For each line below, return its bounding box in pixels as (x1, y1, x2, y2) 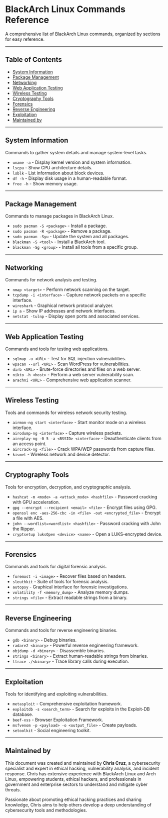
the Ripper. (12, 526, 35, 532)
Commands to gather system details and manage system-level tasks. (5, 149, 147, 155)
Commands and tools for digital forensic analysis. (5, 564, 107, 570)
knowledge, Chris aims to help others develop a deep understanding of (5, 801, 151, 807)
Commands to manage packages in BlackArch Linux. (5, 213, 114, 219)
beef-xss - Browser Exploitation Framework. (12, 717, 103, 723)
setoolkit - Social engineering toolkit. (12, 728, 91, 734)
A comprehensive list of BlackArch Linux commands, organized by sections (5, 31, 161, 37)
